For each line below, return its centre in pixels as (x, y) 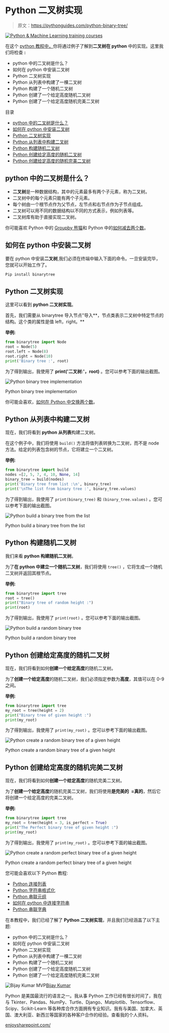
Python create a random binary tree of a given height (60, 750)
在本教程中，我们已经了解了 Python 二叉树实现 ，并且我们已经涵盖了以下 (80, 920)
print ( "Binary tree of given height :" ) (48, 715)
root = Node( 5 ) (21, 347)
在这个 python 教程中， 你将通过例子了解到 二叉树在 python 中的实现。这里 (82, 46)
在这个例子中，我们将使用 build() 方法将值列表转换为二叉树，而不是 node (82, 443)
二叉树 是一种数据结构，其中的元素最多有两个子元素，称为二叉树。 (81, 191)
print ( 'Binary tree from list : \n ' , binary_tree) (59, 484)
